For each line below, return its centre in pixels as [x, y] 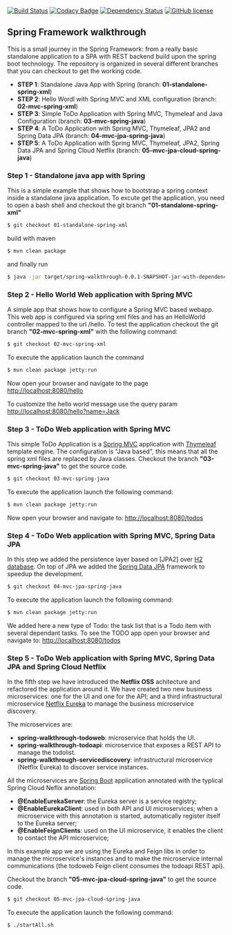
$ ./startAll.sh [30, 925]
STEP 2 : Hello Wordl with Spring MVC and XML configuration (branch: [117, 99]
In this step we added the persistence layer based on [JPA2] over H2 [105, 560]
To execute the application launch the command [76, 357]
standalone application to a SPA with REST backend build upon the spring [112, 56]
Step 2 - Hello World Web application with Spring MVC [100, 295]
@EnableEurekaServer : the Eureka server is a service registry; [107, 801]
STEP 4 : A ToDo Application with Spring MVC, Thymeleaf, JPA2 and [114, 128]
